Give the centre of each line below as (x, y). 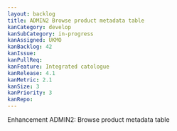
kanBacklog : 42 (30, 47)
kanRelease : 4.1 (31, 73)
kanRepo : (20, 100)
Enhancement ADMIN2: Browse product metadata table (88, 120)
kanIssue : (22, 54)
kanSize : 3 (23, 86)
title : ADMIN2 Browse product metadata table (76, 21)
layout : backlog (31, 14)
